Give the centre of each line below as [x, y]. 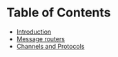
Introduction [34, 32]
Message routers [40, 38]
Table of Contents [59, 13]
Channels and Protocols [50, 46]
